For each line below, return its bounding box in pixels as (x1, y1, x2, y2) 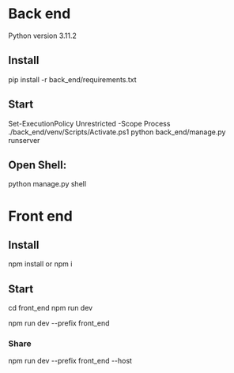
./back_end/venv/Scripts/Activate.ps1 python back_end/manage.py (8, 127, 226, 137)
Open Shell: (8, 158, 67, 171)
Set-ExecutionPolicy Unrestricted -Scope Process (8, 119, 171, 128)
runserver (8, 135, 40, 145)
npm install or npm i (8, 259, 73, 269)
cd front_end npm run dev (8, 303, 93, 313)
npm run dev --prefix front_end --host (8, 356, 133, 366)
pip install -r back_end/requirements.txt (8, 74, 137, 84)
